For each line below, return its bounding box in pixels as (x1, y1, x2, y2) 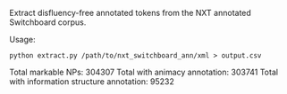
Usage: (9, 35, 36, 44)
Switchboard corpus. (9, 17, 87, 27)
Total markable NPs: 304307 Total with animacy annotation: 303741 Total (9, 67, 279, 77)
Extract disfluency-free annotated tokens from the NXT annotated (9, 8, 252, 18)
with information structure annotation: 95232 (9, 76, 174, 87)
